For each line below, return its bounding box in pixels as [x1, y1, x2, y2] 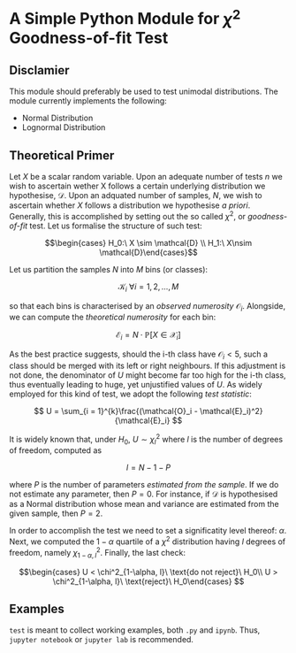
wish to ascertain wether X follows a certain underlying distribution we [9, 181, 266, 191]
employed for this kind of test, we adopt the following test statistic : [9, 388, 252, 399]
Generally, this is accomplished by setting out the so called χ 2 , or [9, 210, 246, 221]
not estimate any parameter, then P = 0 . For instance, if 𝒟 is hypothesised [9, 488, 278, 500]
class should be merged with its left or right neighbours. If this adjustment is [9, 360, 286, 371]
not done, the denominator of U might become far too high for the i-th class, [9, 369, 286, 380]
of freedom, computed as [9, 445, 102, 456]
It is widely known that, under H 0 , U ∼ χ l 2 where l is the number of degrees [9, 432, 284, 447]
